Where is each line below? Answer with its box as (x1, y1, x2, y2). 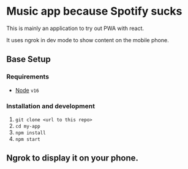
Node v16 (15, 86, 39, 94)
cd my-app (15, 123, 41, 129)
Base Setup (6, 54, 51, 65)
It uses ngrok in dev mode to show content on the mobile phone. (6, 36, 170, 43)
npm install (15, 130, 46, 136)
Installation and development (6, 102, 95, 110)
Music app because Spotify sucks (6, 4, 182, 18)
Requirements (6, 72, 50, 81)
